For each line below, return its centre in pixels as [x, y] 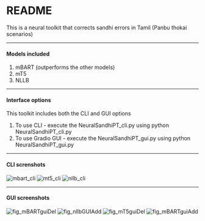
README [29, 11]
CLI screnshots [26, 164]
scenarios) [20, 34]
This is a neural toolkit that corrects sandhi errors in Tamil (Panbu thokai [97, 27]
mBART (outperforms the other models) [65, 67]
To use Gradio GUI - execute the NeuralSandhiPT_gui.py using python [103, 139]
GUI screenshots [28, 198]
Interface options [29, 100]
